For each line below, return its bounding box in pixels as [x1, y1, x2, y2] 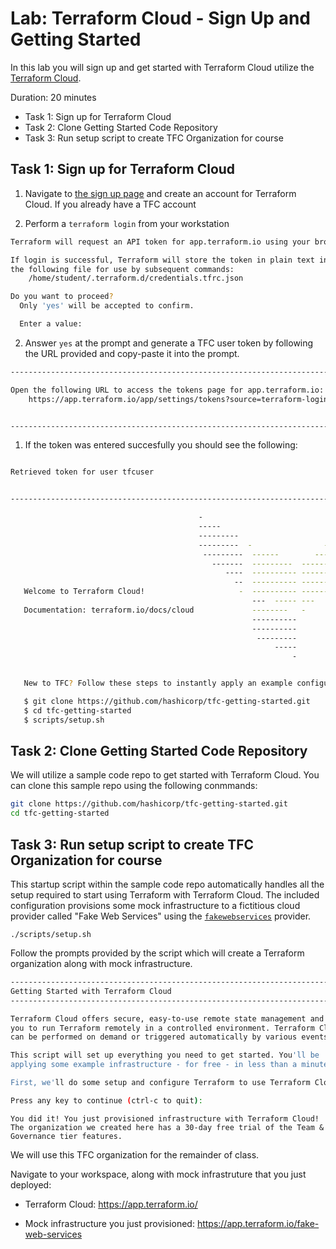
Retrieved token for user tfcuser [10, 467, 155, 477]
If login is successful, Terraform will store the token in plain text [10, 255, 315, 265]
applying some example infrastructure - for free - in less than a [10, 1060, 298, 1070]
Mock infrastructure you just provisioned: [24, 1217, 195, 1229]
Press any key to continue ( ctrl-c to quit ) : [10, 1095, 203, 1106]
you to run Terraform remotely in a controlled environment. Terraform [10, 1023, 315, 1033]
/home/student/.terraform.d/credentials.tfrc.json [28, 273, 244, 284]
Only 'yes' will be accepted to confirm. [19, 301, 195, 311]
